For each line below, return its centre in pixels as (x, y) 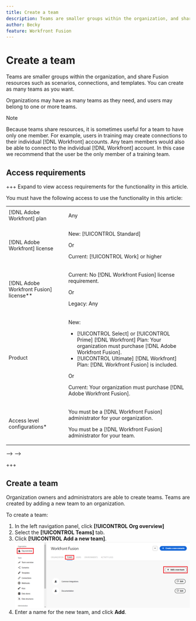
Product (18, 358)
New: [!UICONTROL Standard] (104, 234)
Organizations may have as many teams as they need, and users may (89, 101)
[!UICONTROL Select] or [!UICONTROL (123, 333)
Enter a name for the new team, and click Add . (70, 612)
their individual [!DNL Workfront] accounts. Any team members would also (95, 142)
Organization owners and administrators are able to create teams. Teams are (98, 498)
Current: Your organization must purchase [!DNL (126, 387)
